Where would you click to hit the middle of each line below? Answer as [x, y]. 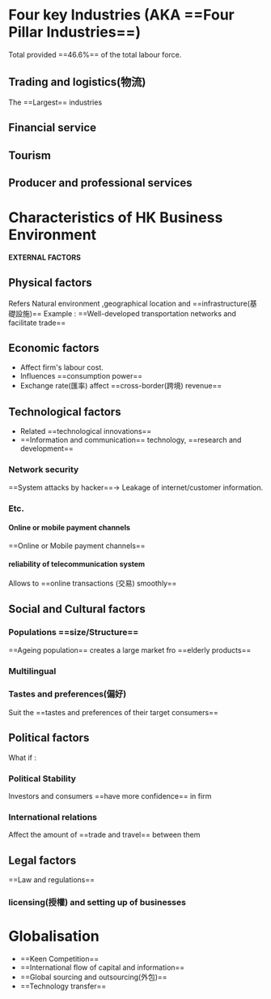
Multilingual [32, 671]
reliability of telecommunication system [77, 564]
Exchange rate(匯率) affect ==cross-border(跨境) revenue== [121, 386]
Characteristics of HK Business [116, 218]
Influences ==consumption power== [81, 376]
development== [47, 448]
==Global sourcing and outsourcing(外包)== [93, 977]
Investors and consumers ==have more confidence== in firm [110, 795]
